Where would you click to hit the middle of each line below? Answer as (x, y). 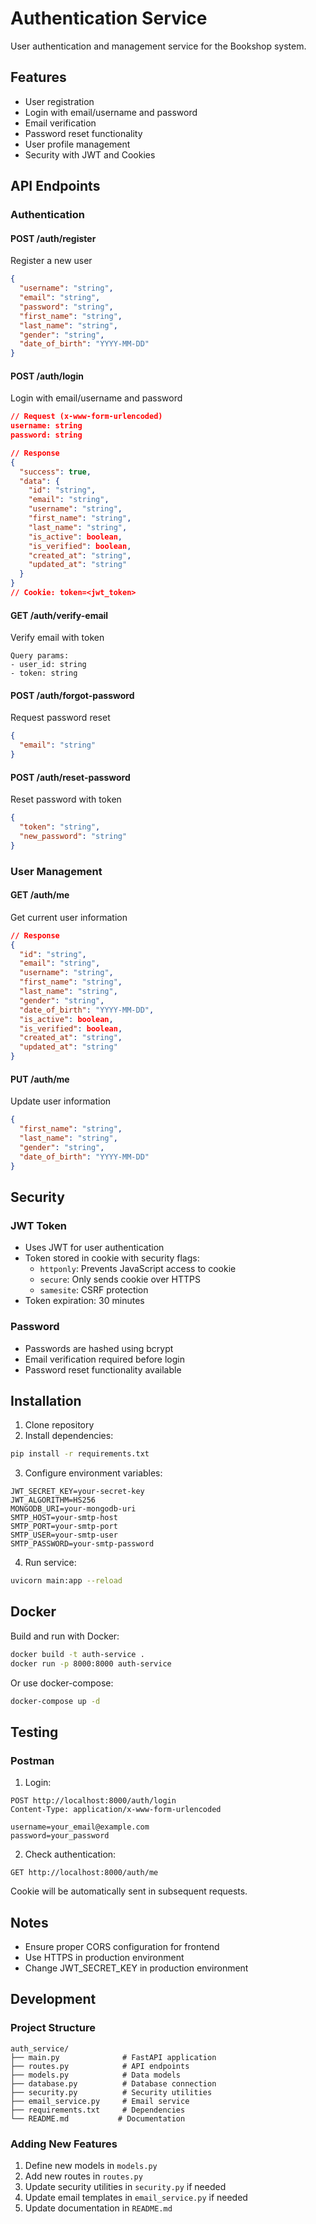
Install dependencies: (69, 1436)
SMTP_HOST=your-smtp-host (64, 1518)
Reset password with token (66, 799)
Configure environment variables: (93, 1473)
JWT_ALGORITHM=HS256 (53, 1500)
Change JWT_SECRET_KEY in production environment (136, 1968)
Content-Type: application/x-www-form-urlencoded (116, 1810)
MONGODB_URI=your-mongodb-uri (73, 1509)
